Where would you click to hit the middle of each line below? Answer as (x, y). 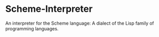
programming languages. (32, 28)
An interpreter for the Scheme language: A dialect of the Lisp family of (80, 23)
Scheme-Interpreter (49, 9)
